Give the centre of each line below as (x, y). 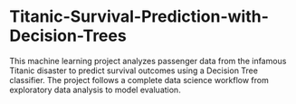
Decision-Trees (68, 36)
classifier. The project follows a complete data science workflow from (139, 80)
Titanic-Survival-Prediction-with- (139, 17)
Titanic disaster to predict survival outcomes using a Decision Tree (134, 71)
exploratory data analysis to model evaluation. (95, 90)
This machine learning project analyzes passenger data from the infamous (148, 61)
